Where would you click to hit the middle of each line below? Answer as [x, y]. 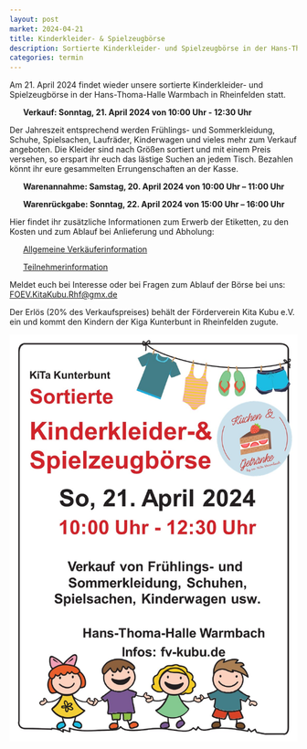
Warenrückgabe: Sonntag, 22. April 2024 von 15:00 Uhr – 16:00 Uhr [153, 205]
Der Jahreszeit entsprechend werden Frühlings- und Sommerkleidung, [143, 130]
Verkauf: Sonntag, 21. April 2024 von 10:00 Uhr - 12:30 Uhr [137, 112]
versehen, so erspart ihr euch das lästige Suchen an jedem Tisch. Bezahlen [152, 159]
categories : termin [47, 58]
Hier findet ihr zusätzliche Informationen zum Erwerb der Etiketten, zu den [149, 222]
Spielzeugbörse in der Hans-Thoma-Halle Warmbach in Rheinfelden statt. [148, 95]
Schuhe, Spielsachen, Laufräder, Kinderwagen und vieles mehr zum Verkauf [153, 140]
